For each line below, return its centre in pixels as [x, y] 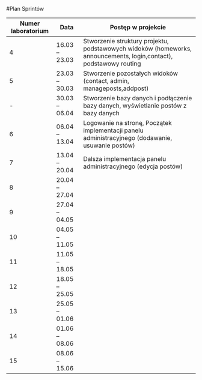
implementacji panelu [113, 130]
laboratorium [30, 31]
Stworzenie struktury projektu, [126, 41]
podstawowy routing [112, 64]
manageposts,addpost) [116, 88]
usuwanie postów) [109, 145]
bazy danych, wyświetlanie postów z [135, 106]
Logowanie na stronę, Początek [128, 123]
